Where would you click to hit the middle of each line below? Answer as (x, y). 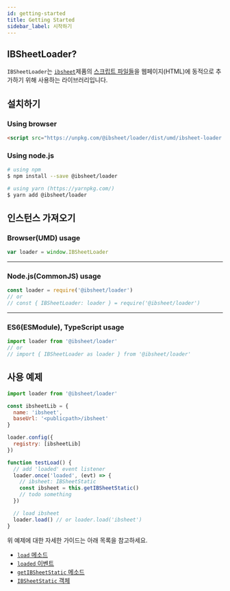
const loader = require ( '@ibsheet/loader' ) (70, 290)
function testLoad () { (39, 463)
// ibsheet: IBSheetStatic (58, 482)
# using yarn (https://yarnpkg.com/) (61, 188)
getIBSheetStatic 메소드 (51, 572)
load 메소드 (33, 555)
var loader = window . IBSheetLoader (58, 252)
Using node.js (31, 155)
